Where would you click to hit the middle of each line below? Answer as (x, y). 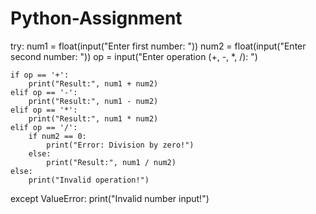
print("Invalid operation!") (89, 180)
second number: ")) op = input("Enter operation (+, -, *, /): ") (134, 56)
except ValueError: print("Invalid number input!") (110, 198)
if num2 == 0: (57, 136)
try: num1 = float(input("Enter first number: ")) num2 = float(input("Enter (158, 46)
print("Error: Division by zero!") (120, 145)
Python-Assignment (96, 18)
